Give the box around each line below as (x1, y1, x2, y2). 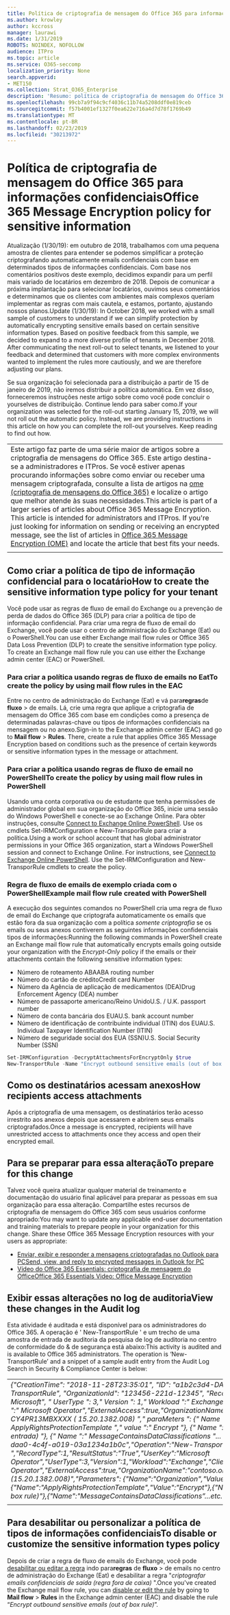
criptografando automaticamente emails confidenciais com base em (7, 256, 199, 264)
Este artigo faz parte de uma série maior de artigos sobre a (10, 445, 200, 454)
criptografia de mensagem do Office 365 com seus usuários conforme (7, 1208, 207, 1216)
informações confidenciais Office (7, 190, 199, 205)
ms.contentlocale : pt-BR (7, 118, 78, 125)
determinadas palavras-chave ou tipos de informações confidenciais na (7, 718, 210, 727)
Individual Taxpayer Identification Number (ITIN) (16, 1026, 153, 1034)
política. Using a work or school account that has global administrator (7, 834, 201, 842)
